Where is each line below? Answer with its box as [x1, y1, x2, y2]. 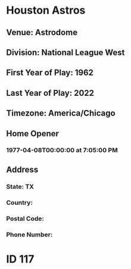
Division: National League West [6, 47, 125, 57]
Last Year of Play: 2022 [6, 87, 94, 98]
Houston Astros [6, 4, 86, 17]
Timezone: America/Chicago [6, 108, 116, 118]
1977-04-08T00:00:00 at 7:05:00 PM [6, 146, 118, 155]
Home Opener [6, 129, 60, 139]
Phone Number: [6, 230, 53, 239]
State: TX [6, 182, 35, 190]
